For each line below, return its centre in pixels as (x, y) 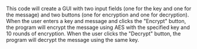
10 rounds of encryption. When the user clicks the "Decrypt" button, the (93, 34)
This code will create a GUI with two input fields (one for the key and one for (99, 9)
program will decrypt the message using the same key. (73, 40)
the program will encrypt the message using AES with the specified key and (98, 27)
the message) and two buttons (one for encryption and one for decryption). (98, 15)
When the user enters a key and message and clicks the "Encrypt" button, (96, 21)
